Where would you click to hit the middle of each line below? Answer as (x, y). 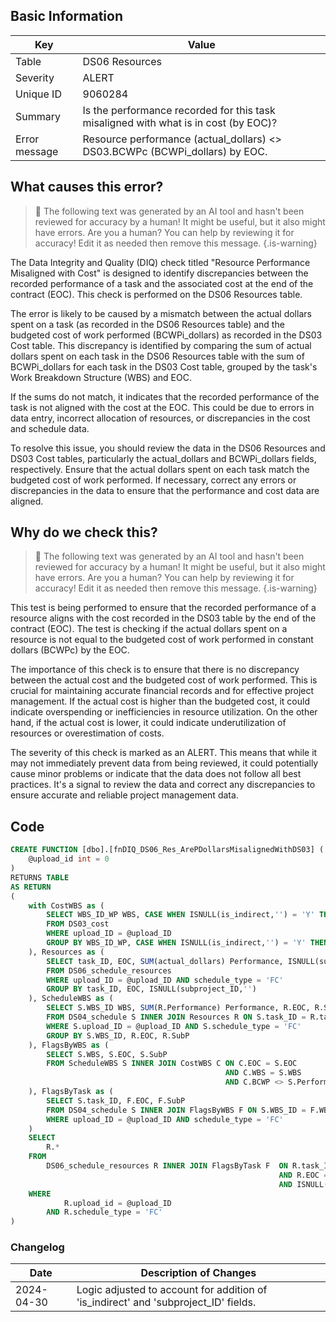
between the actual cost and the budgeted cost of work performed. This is (164, 680)
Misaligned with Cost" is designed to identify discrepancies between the (159, 273)
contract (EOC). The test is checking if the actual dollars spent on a (149, 629)
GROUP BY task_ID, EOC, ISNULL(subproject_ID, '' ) (151, 989)
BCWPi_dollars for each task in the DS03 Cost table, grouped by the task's (164, 366)
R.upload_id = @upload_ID (117, 1203)
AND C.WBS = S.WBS (263, 1073)
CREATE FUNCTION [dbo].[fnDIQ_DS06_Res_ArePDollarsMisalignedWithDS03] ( (167, 850)
